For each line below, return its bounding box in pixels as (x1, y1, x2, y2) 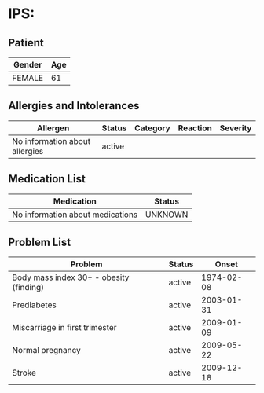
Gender (13, 60, 42, 70)
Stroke (12, 367, 37, 378)
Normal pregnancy (12, 345, 81, 356)
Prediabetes (12, 299, 57, 310)
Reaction (178, 123, 212, 134)
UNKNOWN (145, 209, 189, 220)
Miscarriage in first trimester (12, 322, 117, 333)
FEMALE (12, 72, 44, 83)
